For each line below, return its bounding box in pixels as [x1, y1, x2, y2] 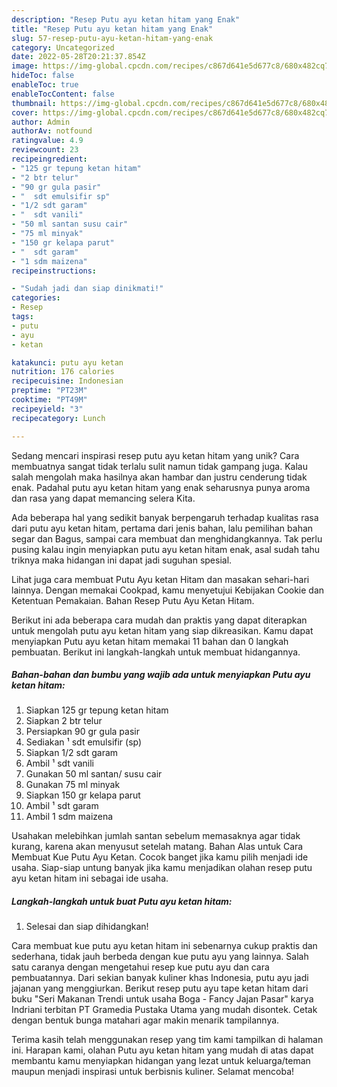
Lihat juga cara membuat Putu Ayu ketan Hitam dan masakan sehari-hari [11, 573, 310, 585]
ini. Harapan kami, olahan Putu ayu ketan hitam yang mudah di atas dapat [11, 1044, 314, 1056]
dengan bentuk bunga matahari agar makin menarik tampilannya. [11, 1014, 280, 1026]
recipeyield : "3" [11, 404, 84, 414]
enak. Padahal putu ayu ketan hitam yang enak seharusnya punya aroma [11, 481, 311, 493]
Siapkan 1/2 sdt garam [25, 747, 119, 759]
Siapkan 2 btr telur [25, 715, 103, 727]
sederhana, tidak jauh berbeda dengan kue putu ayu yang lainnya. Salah [11, 951, 309, 963]
